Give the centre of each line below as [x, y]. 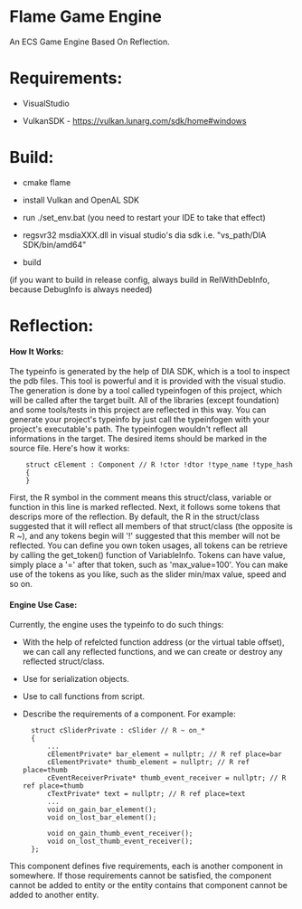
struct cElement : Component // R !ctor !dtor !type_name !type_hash [160, 465]
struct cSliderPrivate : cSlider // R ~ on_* [118, 731]
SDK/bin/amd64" [54, 244]
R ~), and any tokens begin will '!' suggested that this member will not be [145, 536]
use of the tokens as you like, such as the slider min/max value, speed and [148, 574]
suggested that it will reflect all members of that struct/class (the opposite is [151, 526]
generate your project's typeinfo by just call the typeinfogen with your [139, 420]
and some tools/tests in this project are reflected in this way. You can [138, 410]
